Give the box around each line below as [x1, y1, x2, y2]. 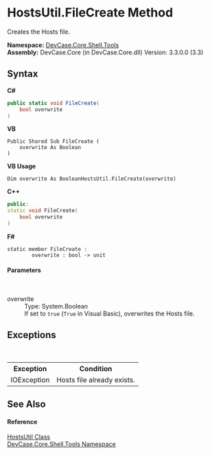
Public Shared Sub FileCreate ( [7, 138, 100, 145]
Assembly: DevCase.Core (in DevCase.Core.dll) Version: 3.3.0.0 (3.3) [7, 48, 204, 56]
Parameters [7, 266, 41, 274]
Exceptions [7, 329, 56, 341]
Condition [79, 364, 113, 373]
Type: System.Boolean [24, 302, 88, 311]
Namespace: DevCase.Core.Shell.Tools [7, 41, 119, 49]
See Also [7, 399, 46, 410]
